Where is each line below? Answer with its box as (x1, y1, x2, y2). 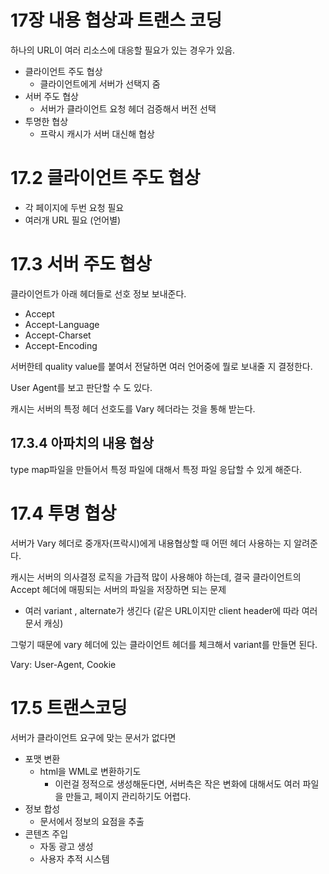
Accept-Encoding (24, 339, 98, 351)
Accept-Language (24, 318, 100, 330)
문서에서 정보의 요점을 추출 (39, 815, 145, 827)
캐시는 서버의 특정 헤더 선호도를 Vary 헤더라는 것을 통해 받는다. (10, 402, 256, 415)
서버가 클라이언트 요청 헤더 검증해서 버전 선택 (39, 102, 217, 115)
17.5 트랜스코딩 (10, 696, 128, 719)
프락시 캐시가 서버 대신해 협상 (39, 127, 155, 140)
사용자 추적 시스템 (39, 852, 110, 865)
